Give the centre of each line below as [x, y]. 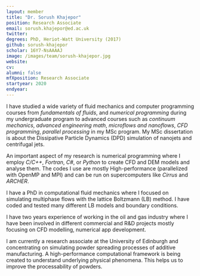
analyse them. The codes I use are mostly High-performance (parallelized [97, 168]
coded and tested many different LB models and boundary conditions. [92, 205]
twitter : [17, 34]
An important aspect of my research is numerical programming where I [93, 156]
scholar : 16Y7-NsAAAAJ [34, 51]
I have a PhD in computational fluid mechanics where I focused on [87, 193]
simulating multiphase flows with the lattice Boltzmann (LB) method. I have [98, 199]
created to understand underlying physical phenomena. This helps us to [95, 260]
